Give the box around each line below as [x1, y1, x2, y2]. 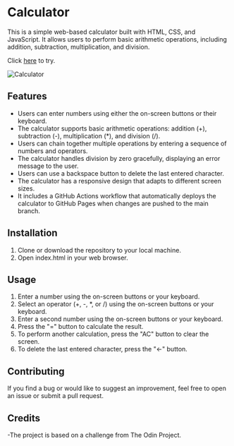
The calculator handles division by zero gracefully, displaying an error [17, 154, 221, 162]
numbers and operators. [17, 146, 88, 155]
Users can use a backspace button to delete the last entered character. [17, 169, 224, 177]
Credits [7, 412, 41, 424]
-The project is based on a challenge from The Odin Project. [7, 431, 182, 439]
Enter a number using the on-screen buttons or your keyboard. [17, 292, 200, 301]
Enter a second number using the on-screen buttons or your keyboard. [17, 315, 223, 323]
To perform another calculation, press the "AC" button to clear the [17, 330, 209, 339]
